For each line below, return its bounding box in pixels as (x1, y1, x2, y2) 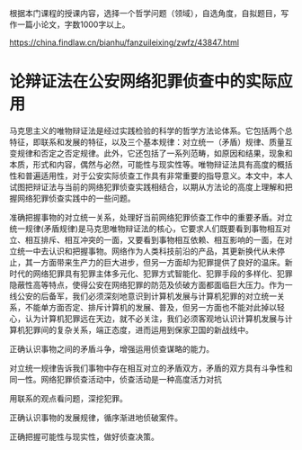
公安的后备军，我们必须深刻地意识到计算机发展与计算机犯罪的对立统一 (16, 291, 277, 301)
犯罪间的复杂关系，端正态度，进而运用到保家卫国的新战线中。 (24, 324, 253, 335)
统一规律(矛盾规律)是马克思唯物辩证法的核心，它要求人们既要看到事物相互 (9, 223, 283, 234)
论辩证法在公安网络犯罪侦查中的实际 (9, 71, 278, 92)
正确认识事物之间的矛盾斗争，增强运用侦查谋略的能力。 (9, 343, 214, 354)
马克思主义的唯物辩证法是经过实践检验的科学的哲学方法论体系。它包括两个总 (9, 125, 293, 136)
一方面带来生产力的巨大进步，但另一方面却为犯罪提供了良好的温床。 (32, 256, 285, 267)
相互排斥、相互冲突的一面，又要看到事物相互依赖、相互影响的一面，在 (24, 234, 285, 245)
